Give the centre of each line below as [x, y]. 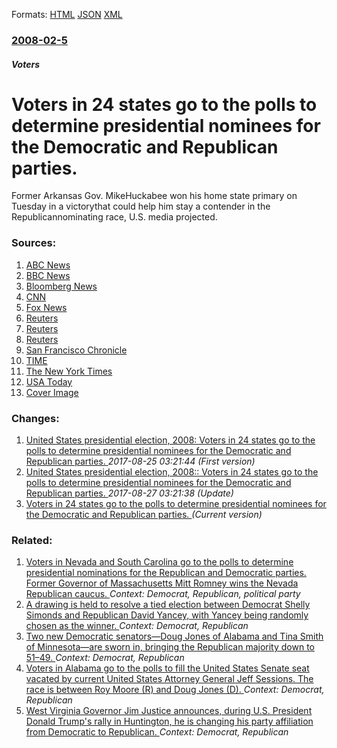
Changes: [35, 418]
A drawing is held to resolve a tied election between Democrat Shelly [168, 605]
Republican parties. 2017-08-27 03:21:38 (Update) [129, 493]
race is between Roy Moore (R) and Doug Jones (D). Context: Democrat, [175, 690]
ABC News [48, 265]
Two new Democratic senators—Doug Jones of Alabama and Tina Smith [174, 636]
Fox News [46, 307]
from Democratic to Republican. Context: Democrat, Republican [157, 732]
